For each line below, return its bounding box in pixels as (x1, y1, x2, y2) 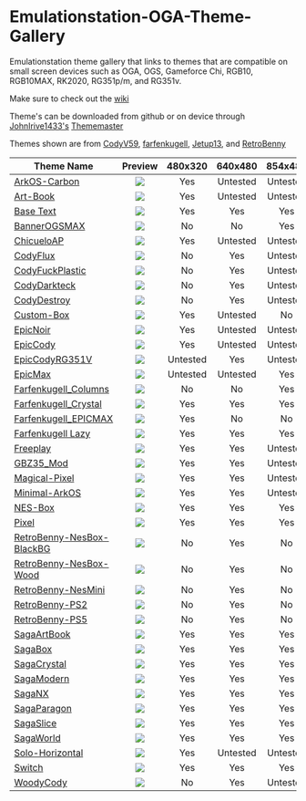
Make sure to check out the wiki (9, 93, 129, 104)
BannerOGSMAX (14, 219, 86, 232)
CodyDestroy (14, 294, 71, 307)
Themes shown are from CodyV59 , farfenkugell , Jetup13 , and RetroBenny (9, 138, 287, 149)
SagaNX (14, 687, 50, 700)
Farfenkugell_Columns (14, 382, 109, 395)
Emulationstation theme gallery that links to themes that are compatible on (9, 56, 289, 67)
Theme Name (33, 160, 94, 172)
